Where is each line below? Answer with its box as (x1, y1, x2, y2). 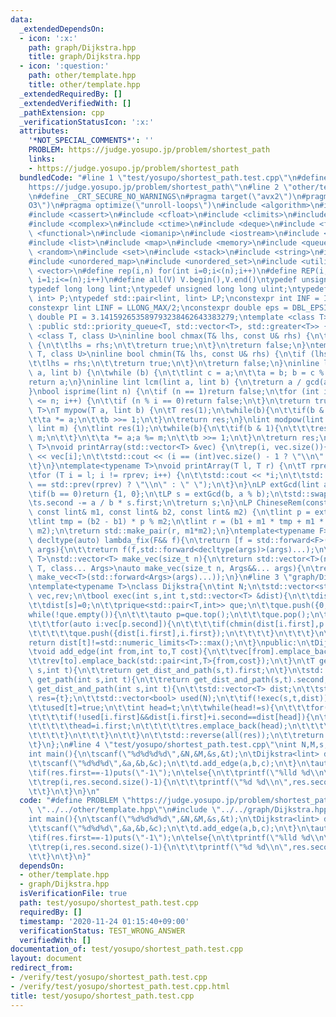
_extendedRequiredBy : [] (19, 89, 123, 99)
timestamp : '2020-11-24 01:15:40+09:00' (19, 916, 190, 926)
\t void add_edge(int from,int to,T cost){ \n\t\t (28, 647, 235, 657)
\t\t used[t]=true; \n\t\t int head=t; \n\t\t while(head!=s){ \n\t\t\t (28, 702, 311, 713)
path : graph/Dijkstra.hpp (28, 42, 137, 53)
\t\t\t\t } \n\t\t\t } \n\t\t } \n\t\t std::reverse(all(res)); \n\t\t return (28, 731, 325, 741)
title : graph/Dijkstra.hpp (28, 52, 141, 62)
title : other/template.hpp (28, 80, 141, 90)
